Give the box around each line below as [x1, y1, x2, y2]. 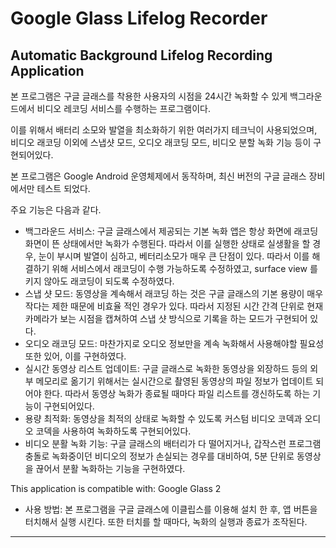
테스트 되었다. [36, 183, 91, 194]
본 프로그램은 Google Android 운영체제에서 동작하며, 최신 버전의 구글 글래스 [10, 170, 307, 182]
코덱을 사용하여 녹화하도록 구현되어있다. [35, 425, 192, 437]
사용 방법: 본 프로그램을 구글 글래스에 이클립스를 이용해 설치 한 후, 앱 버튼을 [24, 503, 318, 515]
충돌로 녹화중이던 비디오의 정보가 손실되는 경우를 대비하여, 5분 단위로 [24, 450, 295, 462]
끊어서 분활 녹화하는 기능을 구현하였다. [35, 463, 186, 474]
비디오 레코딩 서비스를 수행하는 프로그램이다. [36, 103, 211, 114]
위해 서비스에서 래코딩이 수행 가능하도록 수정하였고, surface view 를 [51, 263, 318, 274]
